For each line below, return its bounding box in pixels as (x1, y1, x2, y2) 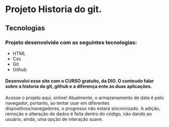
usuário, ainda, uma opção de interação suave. (5, 116, 104, 122)
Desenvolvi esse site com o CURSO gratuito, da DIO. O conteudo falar (5, 78, 154, 84)
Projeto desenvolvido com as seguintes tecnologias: (5, 39, 137, 46)
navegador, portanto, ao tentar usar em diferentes (5, 100, 110, 106)
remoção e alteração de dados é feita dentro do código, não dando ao (5, 111, 152, 117)
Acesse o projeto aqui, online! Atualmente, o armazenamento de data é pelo (5, 95, 164, 101)
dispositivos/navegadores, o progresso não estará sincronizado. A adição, (5, 105, 161, 112)
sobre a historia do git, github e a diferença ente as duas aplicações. (5, 83, 152, 90)
